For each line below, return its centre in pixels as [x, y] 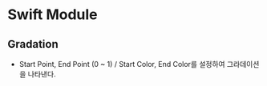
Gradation [33, 44]
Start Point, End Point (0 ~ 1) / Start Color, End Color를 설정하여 [122, 64]
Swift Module [53, 15]
